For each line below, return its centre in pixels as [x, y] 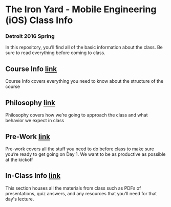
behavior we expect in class [35, 121]
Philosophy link [30, 102]
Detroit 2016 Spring [30, 36]
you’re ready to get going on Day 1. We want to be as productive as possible [85, 154]
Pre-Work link [28, 136]
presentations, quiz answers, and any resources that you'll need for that [81, 193]
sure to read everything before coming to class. [56, 53]
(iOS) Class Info [39, 20]
